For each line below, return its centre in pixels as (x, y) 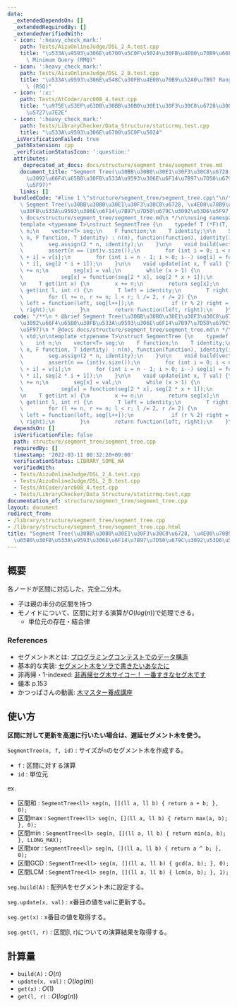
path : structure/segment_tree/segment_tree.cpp (85, 442)
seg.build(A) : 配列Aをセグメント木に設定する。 (78, 887)
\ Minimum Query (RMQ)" (61, 60)
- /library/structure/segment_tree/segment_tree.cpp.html (94, 527)
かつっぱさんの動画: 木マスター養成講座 (75, 692)
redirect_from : (30, 514)
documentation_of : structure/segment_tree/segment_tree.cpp (98, 501)
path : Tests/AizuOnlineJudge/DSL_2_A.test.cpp (90, 47)
